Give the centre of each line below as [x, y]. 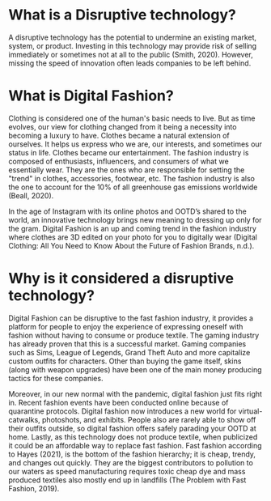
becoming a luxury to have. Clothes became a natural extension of [119, 135]
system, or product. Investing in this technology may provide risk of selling [133, 45]
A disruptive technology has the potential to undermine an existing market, [133, 37]
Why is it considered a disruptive [121, 279]
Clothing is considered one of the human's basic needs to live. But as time [132, 118]
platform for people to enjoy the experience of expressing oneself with [126, 326]
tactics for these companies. [56, 378]
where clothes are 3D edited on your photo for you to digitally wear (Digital [133, 237]
